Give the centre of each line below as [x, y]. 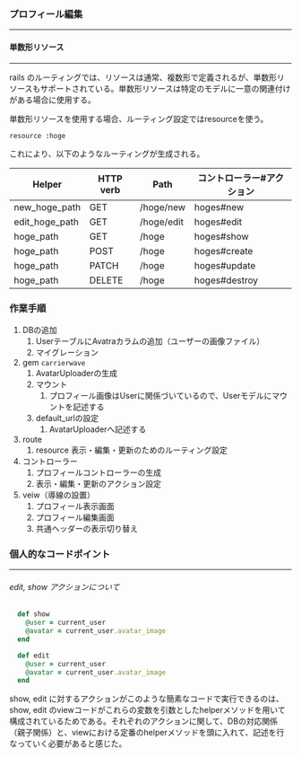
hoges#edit [218, 222]
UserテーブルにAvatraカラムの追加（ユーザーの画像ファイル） [150, 341]
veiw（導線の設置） [59, 495]
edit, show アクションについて [64, 586]
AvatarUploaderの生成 [77, 373]
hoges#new [219, 207]
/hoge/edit [162, 222]
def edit [34, 656]
